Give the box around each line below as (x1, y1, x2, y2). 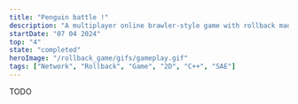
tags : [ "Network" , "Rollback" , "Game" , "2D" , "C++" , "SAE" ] (9, 63, 237, 71)
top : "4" (9, 37, 42, 47)
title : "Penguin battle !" (9, 12, 109, 22)
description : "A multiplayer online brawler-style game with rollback (9, 21, 276, 30)
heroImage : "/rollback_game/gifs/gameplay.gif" (9, 54, 189, 63)
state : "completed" (9, 46, 82, 55)
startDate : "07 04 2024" (9, 29, 101, 38)
